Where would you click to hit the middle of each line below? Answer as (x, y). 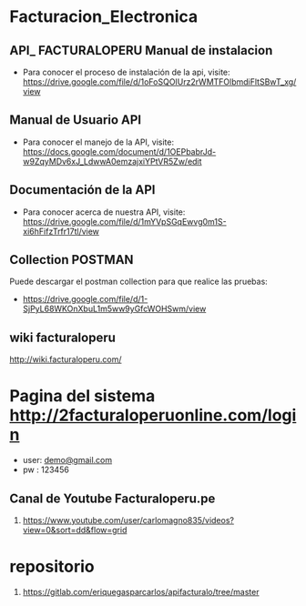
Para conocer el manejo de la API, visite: (98, 142)
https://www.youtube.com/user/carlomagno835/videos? (128, 520)
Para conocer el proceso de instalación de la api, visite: (126, 72)
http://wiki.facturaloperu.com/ (66, 359)
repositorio (52, 567)
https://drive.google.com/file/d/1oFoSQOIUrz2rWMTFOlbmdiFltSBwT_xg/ (159, 82)
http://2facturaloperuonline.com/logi (153, 415)
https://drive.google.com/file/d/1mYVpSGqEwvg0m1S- (124, 221)
